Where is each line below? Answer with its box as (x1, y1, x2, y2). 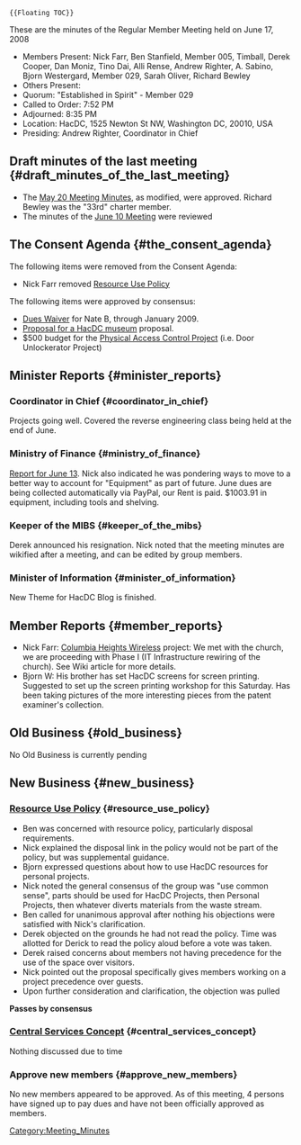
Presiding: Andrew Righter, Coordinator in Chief (22, 128, 199, 139)
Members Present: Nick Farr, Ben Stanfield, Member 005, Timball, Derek (22, 51, 290, 62)
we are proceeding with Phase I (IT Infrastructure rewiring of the (22, 652, 261, 663)
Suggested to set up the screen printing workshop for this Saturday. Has (22, 681, 290, 691)
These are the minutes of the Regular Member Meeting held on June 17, (9, 24, 274, 35)
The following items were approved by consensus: (9, 295, 196, 306)
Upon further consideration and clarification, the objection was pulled (22, 986, 280, 996)
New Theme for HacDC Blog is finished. (9, 592, 157, 603)
